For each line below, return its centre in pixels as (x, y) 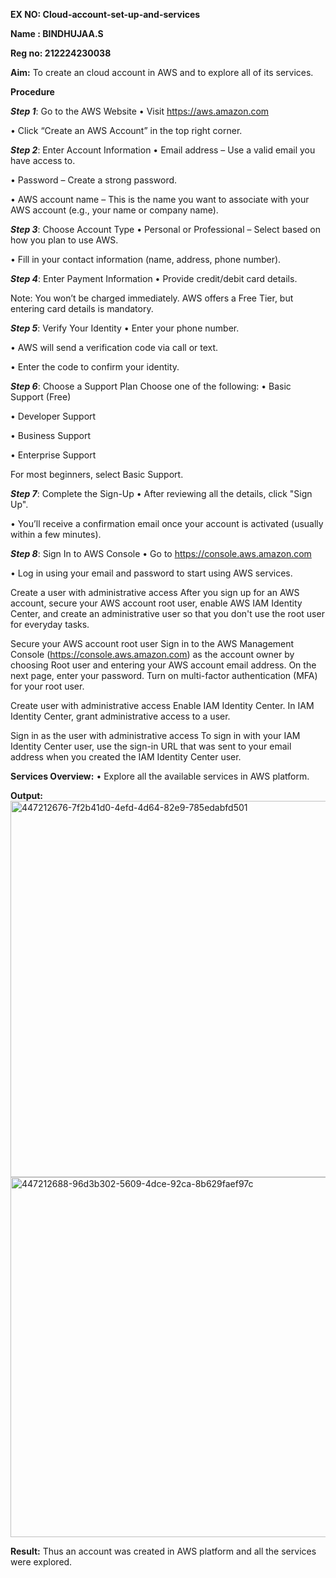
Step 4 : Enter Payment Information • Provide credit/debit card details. (154, 278)
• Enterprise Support (53, 455)
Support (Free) (41, 397)
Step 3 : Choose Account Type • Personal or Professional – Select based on (165, 229)
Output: (26, 795)
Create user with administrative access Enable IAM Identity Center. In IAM (162, 705)
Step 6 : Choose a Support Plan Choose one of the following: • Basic (151, 386)
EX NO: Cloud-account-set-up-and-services (105, 14)
